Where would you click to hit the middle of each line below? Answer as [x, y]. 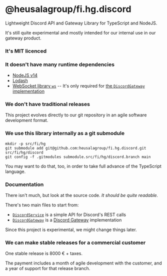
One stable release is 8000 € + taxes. [44, 253]
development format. [27, 120]
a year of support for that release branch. [48, 268]
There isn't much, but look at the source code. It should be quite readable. [82, 195]
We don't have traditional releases [47, 104]
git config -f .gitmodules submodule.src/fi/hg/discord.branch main [78, 157]
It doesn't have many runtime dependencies [60, 64]
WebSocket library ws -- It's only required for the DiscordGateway [78, 86]
